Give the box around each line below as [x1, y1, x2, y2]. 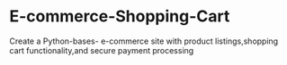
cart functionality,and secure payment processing [9, 45, 194, 55]
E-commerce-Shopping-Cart [9, 6, 230, 27]
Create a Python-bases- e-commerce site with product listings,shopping [9, 36, 279, 46]
